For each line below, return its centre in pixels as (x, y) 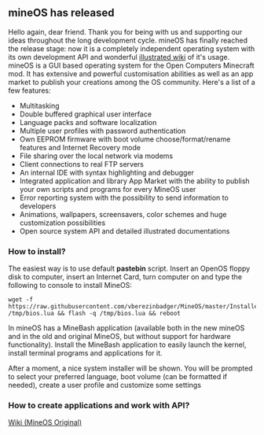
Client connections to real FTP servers (81, 164)
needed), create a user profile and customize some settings (105, 385)
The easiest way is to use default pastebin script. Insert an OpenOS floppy (129, 269)
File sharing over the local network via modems (96, 156)
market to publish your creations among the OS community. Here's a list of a (132, 82)
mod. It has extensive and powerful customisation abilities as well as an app (131, 73)
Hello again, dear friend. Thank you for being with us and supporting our (125, 31)
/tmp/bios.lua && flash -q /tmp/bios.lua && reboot (94, 314)
